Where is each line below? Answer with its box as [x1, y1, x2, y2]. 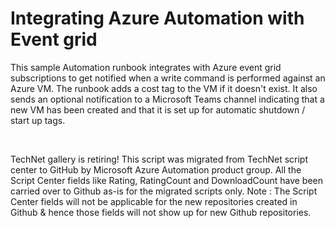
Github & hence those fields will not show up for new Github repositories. [10, 206, 312, 218]
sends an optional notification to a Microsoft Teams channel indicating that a [10, 93, 325, 105]
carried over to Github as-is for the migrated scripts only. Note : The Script [10, 185, 318, 197]
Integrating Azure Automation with [10, 7, 305, 30]
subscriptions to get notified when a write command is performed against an [10, 72, 326, 84]
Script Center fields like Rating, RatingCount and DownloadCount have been [10, 174, 323, 186]
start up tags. [10, 114, 66, 126]
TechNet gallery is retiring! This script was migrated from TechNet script [10, 153, 309, 165]
